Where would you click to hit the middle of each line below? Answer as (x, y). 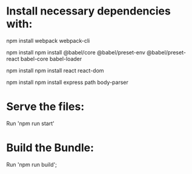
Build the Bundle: (50, 148)
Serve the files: (45, 107)
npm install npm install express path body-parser (68, 82)
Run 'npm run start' (30, 123)
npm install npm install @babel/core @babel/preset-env (76, 52)
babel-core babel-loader (51, 59)
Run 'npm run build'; (32, 164)
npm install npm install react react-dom (55, 70)
